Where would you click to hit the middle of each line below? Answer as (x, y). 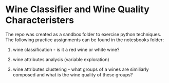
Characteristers (40, 20)
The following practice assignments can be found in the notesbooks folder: (85, 40)
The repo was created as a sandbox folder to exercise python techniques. (83, 34)
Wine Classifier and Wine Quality (78, 9)
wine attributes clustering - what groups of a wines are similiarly (81, 69)
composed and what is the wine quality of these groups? (73, 74)
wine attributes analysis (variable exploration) (61, 59)
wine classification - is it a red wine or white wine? (66, 49)
